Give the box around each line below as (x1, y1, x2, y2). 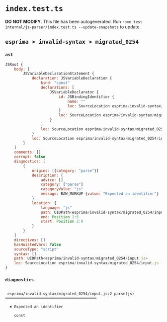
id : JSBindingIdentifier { (58, 94, 114, 99)
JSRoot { (5, 62, 23, 67)
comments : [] (14, 150, 41, 155)
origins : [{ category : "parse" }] (31, 168, 99, 173)
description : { (31, 173, 64, 178)
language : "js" (40, 205, 72, 210)
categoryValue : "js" (40, 187, 83, 192)
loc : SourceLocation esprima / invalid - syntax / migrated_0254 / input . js (14, 260, 159, 266)
